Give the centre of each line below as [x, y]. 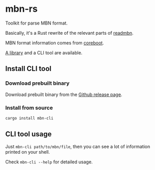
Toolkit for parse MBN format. [36, 23]
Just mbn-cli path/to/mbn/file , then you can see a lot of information [78, 147]
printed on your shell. [28, 152]
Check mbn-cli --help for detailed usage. [49, 162]
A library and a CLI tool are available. [44, 53]
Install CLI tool [29, 69]
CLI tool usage [29, 134]
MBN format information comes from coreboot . [55, 43]
